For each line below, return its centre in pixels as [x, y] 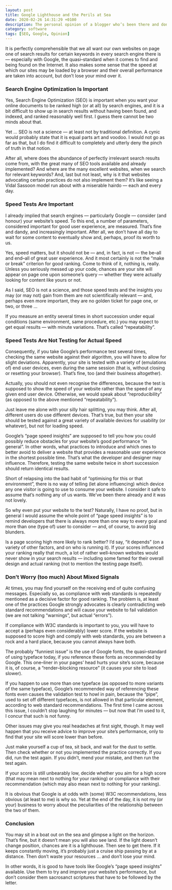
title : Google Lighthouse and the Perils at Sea [58, 15]
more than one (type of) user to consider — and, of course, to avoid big [81, 526]
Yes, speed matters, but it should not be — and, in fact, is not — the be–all [83, 252]
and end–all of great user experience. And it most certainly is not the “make [85, 258]
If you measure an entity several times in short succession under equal [80, 316]
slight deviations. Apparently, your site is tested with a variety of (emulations [86, 362]
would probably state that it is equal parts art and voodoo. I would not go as [85, 137]
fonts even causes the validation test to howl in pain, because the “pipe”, [82, 694]
